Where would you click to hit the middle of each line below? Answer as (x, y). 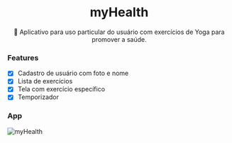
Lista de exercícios (45, 81)
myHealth (119, 12)
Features (23, 57)
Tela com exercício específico (61, 89)
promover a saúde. (119, 39)
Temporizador (38, 97)
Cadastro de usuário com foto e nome (73, 73)
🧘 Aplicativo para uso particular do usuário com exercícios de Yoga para (119, 32)
